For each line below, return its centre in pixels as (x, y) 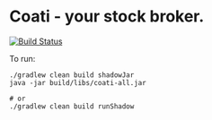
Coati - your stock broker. (107, 17)
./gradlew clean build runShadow (72, 106)
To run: (22, 58)
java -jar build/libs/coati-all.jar (78, 82)
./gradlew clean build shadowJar (72, 75)
